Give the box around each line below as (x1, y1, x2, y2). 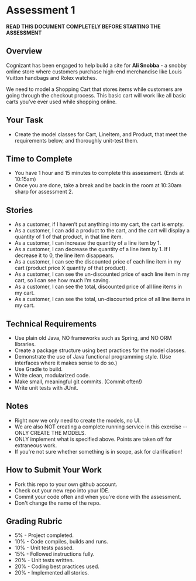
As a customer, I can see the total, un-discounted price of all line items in (14, 296, 191, 303)
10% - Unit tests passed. (14, 544, 74, 552)
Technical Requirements (6, 319, 97, 329)
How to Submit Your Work (6, 465, 102, 475)
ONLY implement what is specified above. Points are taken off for (14, 435, 173, 442)
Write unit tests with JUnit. (14, 384, 79, 391)
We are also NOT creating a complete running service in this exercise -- (14, 423, 188, 430)
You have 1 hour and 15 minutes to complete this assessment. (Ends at (14, 170, 184, 177)
